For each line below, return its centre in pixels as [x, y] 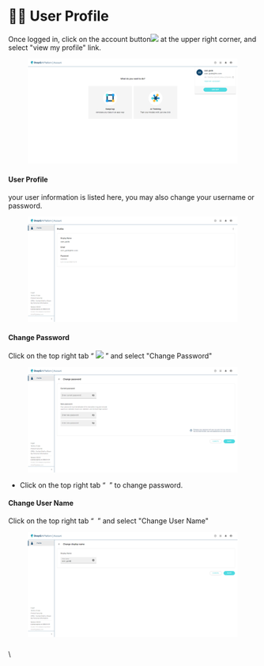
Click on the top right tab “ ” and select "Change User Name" [109, 521]
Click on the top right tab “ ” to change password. [101, 485]
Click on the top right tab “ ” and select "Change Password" [110, 356]
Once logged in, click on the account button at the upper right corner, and [132, 39]
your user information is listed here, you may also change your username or [132, 197]
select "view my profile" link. [55, 48]
